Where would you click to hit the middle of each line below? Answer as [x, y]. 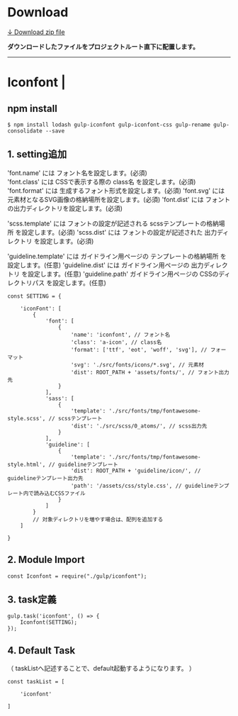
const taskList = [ [36, 682]
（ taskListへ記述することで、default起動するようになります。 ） [102, 669]
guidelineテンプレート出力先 [45, 478]
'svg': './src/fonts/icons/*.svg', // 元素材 [137, 365]
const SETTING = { [34, 296]
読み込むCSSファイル [60, 493]
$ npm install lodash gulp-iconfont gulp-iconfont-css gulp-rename [109, 125]
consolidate [25, 131]
